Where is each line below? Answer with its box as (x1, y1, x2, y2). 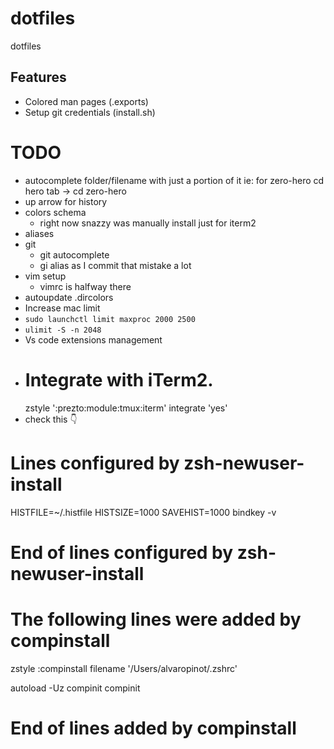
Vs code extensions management (24, 333, 163, 346)
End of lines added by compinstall (10, 717, 297, 739)
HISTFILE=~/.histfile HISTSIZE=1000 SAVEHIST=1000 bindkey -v (10, 506, 277, 518)
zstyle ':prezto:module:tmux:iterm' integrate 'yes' (24, 402, 228, 414)
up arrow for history (24, 195, 108, 207)
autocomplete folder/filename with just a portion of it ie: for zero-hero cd (24, 174, 325, 186)
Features (10, 69, 67, 86)
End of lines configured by (10, 541, 234, 564)
